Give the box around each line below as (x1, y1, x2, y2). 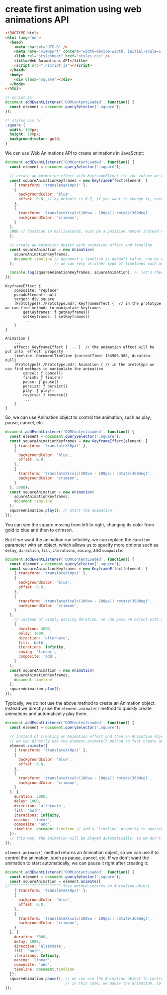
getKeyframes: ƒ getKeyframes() (23, 310, 90, 315)
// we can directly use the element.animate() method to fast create (9, 739, 157, 744)
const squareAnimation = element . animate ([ (9, 879, 101, 884)
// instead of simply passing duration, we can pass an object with (14, 617, 159, 622)
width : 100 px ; (9, 127, 39, 132)
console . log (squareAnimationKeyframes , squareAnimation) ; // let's (9, 270, 153, 275)
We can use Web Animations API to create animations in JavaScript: (5, 150, 144, 156)
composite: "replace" (14, 288, 59, 293)
